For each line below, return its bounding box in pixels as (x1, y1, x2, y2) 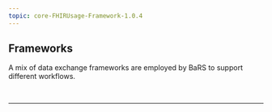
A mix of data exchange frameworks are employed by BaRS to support (8, 63, 243, 73)
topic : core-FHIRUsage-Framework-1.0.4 (8, 11, 143, 20)
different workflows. (8, 72, 75, 81)
